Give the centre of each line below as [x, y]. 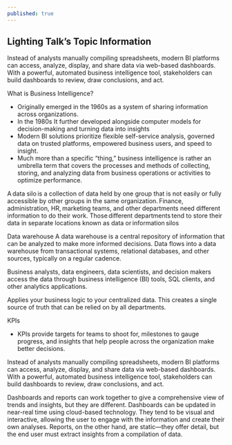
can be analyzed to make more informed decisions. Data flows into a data [112, 244]
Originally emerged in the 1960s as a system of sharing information [113, 107]
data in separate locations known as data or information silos [93, 223]
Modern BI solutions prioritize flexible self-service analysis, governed [116, 136]
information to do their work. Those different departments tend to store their [115, 216]
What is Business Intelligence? [50, 93]
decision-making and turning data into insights [83, 129]
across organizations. [48, 114]
